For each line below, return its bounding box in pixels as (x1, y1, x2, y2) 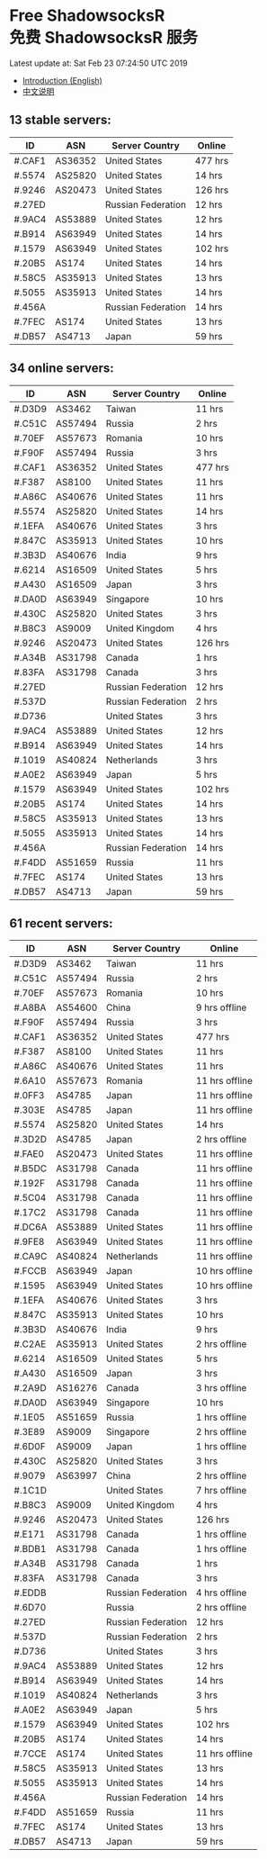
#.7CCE (13, 1747, 47, 1760)
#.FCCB (13, 1265, 47, 1277)
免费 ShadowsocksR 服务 (9, 28, 199, 48)
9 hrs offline (195, 1001, 247, 1014)
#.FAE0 (13, 1148, 45, 1160)
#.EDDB (13, 1586, 47, 1599)
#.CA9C (13, 1250, 48, 1263)
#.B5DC (13, 1162, 48, 1175)
